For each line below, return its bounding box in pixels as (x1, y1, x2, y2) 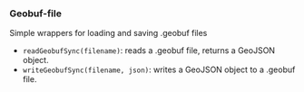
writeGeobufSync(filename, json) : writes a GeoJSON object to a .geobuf (22, 64, 296, 75)
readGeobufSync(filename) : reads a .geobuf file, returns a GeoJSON (22, 45, 275, 56)
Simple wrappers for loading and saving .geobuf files (9, 28, 208, 39)
